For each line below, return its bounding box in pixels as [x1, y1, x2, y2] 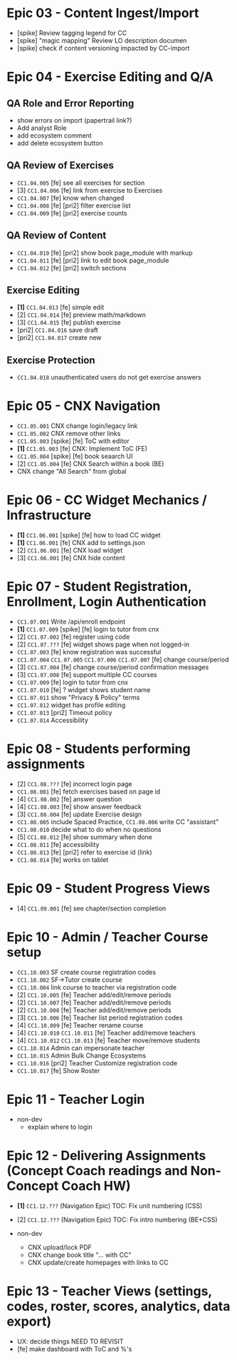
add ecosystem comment [16, 131, 92, 140]
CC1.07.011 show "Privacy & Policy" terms [16, 694, 140, 701]
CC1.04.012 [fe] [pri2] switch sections [16, 263, 127, 272]
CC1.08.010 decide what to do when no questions [16, 825, 162, 833]
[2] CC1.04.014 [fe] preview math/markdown [16, 310, 147, 319]
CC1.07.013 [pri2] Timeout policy [16, 709, 112, 716]
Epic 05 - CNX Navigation [6, 398, 161, 415]
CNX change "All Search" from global [16, 467, 127, 476]
